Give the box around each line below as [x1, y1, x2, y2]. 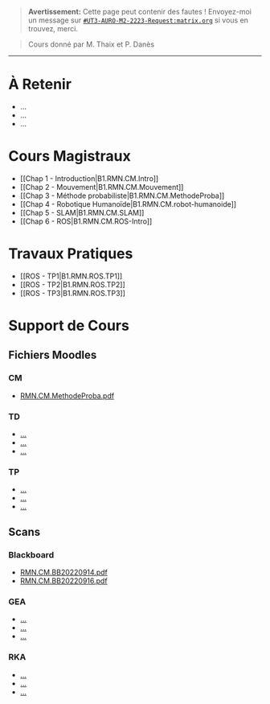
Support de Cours [8, 317, 130, 335]
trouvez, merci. [27, 24, 79, 33]
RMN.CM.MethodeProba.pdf [19, 390, 115, 401]
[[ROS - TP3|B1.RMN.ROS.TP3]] [19, 288, 126, 298]
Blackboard [8, 549, 55, 560]
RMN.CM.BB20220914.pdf [19, 567, 108, 577]
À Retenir [8, 76, 72, 93]
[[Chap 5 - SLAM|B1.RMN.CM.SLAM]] [19, 208, 145, 217]
